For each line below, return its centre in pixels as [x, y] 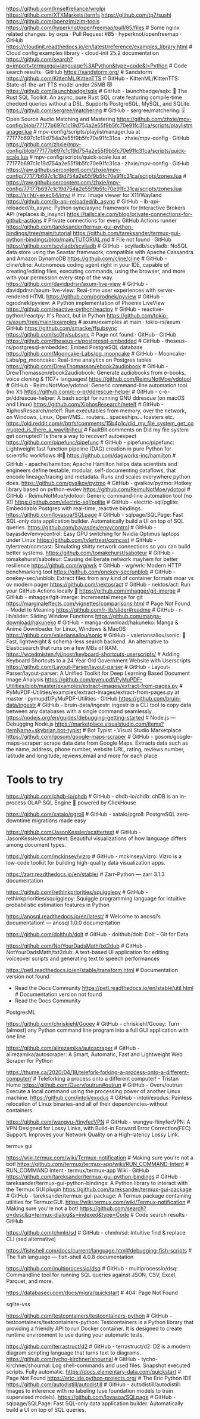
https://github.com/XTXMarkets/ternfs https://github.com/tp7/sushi [89, 15]
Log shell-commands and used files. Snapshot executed [121, 1365]
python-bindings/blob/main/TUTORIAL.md [58, 239]
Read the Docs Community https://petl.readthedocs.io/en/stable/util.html [104, 988]
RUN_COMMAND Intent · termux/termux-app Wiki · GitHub [78, 1170]
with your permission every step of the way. [60, 277]
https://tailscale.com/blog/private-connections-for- [129, 214]
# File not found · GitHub [141, 239]
